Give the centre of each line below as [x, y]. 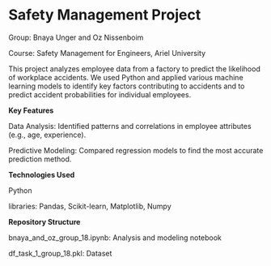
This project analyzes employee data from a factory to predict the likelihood [134, 69]
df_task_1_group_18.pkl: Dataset [60, 253]
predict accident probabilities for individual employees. [100, 94]
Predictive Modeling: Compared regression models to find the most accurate [136, 150]
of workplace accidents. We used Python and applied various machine [126, 77]
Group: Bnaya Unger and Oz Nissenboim [76, 37]
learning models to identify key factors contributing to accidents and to [127, 86]
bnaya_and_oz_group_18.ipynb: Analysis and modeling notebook [115, 238]
